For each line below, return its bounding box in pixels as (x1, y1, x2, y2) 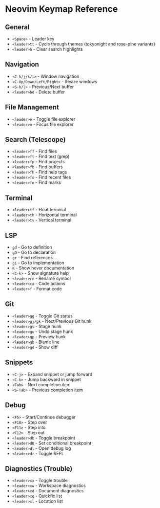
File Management (5, 103, 60, 111)
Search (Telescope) (5, 135, 66, 144)
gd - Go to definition (12, 244, 52, 250)
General (5, 23, 30, 31)
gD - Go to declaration (12, 249, 56, 255)
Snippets (5, 358, 33, 367)
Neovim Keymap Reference (5, 3, 118, 15)
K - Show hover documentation (12, 265, 75, 271)
